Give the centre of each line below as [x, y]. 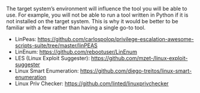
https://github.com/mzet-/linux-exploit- [139, 58]
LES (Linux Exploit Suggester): [52, 58]
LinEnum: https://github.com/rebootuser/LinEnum [76, 52]
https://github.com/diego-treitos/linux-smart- [136, 71]
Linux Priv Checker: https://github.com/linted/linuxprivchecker [92, 83]
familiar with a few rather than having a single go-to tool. [76, 27]
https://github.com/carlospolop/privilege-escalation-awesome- [116, 39]
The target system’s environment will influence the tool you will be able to [97, 9]
